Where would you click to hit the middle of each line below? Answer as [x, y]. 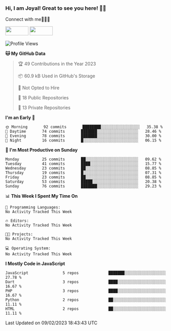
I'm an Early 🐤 [20, 118]
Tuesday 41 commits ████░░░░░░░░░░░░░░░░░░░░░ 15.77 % [83, 164]
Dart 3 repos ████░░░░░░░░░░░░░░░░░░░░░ [86, 282]
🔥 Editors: [17, 221]
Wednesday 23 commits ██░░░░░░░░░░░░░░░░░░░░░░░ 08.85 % [83, 169]
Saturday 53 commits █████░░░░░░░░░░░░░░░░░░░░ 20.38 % [83, 182]
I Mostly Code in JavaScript [35, 264]
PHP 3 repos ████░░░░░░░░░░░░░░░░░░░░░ [86, 291]
